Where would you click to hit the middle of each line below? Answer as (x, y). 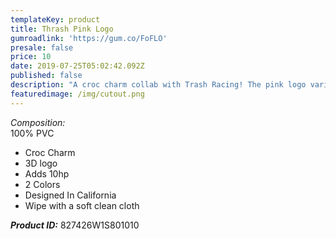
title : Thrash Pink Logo (62, 29)
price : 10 (31, 57)
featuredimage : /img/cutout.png (77, 94)
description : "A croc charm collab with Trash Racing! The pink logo (158, 85)
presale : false (42, 47)
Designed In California (70, 195)
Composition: (38, 122)
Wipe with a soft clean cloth (82, 205)
